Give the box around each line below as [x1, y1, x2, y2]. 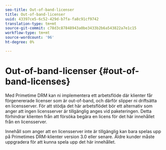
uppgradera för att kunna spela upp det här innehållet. [5, 139, 116, 145]
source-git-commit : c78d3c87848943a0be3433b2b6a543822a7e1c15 [5, 26, 137, 31]
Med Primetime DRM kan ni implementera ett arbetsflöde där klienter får [5, 92, 153, 98]
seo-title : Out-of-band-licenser [5, 7, 75, 12]
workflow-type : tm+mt [5, 30, 50, 35]
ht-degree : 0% [5, 40, 35, 45]
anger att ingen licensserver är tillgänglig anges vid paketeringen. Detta [5, 108, 152, 114]
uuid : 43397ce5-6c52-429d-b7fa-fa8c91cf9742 [5, 16, 99, 21]
